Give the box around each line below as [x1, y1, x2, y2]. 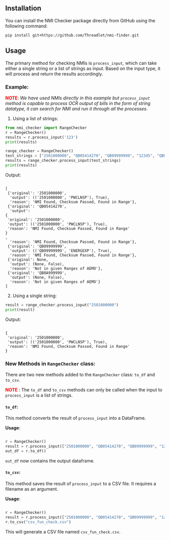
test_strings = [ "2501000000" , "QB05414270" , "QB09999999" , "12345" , [5, 153, 155, 159]
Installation [5, 4, 41, 13]
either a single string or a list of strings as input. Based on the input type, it [5, 65, 161, 71]
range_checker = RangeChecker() [5, 149, 73, 154]
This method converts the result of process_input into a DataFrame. [5, 415, 146, 421]
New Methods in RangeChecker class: [5, 360, 96, 367]
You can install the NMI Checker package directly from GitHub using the [5, 17, 155, 23]
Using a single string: [12, 293, 57, 299]
